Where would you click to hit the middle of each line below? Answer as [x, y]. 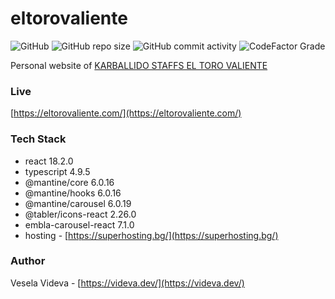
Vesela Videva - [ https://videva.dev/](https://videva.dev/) [127, 283]
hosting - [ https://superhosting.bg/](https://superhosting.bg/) [151, 235]
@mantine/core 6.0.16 [69, 182]
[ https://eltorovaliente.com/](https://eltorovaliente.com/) [126, 113]
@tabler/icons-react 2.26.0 [80, 214]
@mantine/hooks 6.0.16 [73, 193]
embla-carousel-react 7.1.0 [79, 224]
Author [28, 261]
